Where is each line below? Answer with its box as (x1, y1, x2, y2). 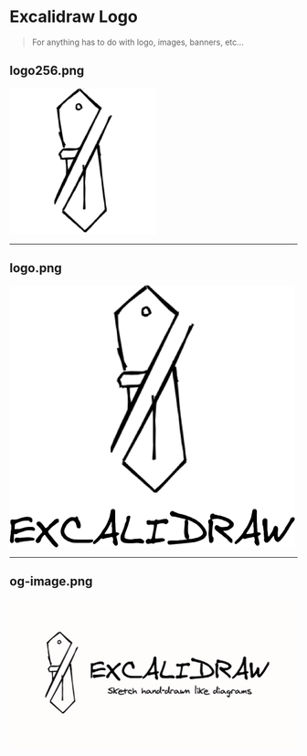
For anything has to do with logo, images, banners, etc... (31, 37, 244, 47)
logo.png (9, 260, 62, 276)
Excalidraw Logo (9, 6, 139, 27)
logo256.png (9, 63, 85, 79)
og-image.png (9, 573, 93, 589)
